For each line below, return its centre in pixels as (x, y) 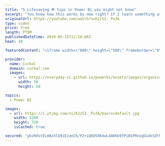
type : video (17, 23)
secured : (14, 136)
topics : (13, 95)
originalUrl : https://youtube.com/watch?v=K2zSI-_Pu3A (62, 19)
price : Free (17, 28)
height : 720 (26, 122)
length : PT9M (18, 32)
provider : (15, 59)
